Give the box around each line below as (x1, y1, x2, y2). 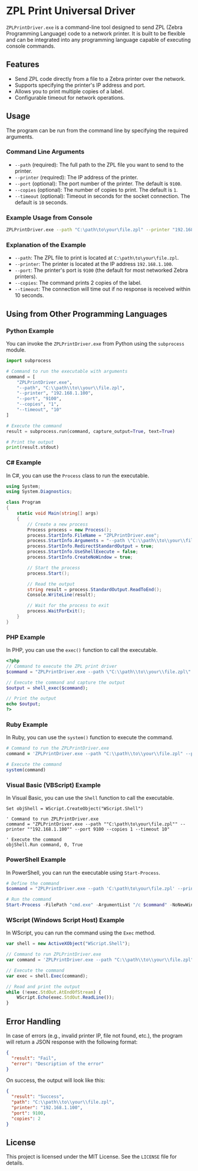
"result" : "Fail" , (11, 1055, 57, 1061)
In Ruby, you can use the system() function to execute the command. (6, 734, 173, 741)
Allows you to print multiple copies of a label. (14, 87, 124, 95)
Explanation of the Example (6, 241, 87, 249)
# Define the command (6, 880, 60, 886)
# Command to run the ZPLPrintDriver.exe (6, 745, 110, 752)
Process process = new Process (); (27, 527, 112, 533)
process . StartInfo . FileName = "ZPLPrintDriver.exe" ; (27, 532, 160, 538)
